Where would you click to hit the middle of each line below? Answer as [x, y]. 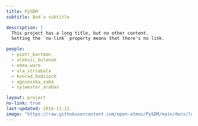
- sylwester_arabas [35, 87]
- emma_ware [26, 65]
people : [16, 49]
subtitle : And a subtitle [38, 17]
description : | [25, 28]
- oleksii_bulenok [34, 60]
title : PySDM [22, 11]
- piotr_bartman [31, 55]
